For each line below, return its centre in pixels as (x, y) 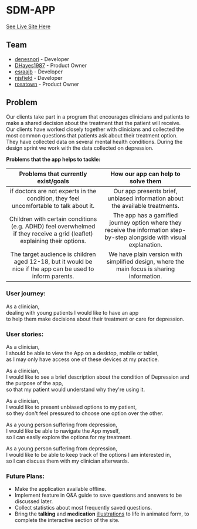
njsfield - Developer (38, 78)
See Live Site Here (28, 26)
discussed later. (34, 501)
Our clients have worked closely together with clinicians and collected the (95, 129)
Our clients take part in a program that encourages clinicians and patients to (98, 117)
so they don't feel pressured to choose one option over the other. (85, 413)
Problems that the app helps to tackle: (53, 159)
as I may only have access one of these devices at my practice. (83, 359)
